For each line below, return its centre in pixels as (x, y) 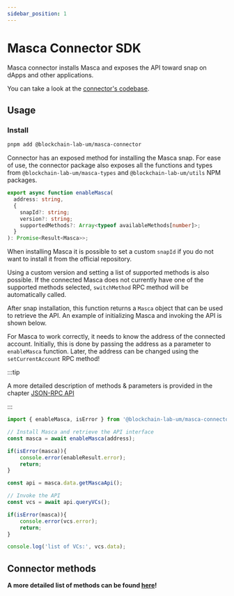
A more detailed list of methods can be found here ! (82, 586)
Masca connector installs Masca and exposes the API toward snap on (107, 68)
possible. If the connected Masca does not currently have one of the (106, 280)
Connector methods (52, 568)
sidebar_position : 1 (37, 14)
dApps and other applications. (50, 75)
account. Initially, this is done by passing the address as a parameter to (109, 344)
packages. (22, 180)
